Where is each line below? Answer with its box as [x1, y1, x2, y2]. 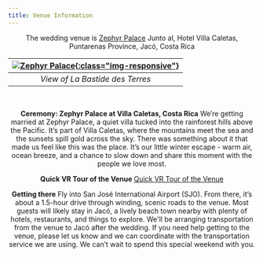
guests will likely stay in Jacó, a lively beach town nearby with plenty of [16, 206, 247, 215]
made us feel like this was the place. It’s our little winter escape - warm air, [11, 142, 253, 152]
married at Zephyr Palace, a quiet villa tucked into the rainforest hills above [10, 117, 254, 127]
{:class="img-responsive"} [75, 60, 179, 71]
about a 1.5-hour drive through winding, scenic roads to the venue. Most [15, 197, 249, 207]
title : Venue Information [8, 11, 93, 20]
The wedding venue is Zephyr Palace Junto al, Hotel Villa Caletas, [25, 33, 239, 42]
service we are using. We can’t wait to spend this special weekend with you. [9, 239, 255, 248]
